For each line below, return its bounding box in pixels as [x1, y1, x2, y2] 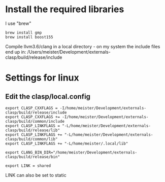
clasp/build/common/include [5, 119, 65, 124]
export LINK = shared [5, 163, 51, 168]
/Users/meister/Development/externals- [27, 49, 111, 55]
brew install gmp [5, 30, 42, 35]
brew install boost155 [5, 34, 53, 40]
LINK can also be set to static [5, 172, 67, 178]
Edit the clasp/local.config [5, 92, 90, 101]
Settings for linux [5, 72, 80, 84]
